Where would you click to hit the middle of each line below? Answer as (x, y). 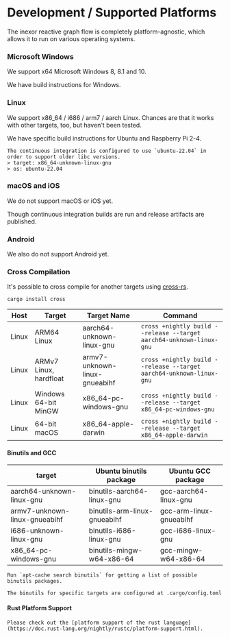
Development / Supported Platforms (112, 13)
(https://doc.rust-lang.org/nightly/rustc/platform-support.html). (105, 629)
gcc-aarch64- (184, 491)
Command (180, 315)
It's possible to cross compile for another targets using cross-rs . (98, 287)
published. (22, 221)
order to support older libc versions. (64, 157)
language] (177, 623)
